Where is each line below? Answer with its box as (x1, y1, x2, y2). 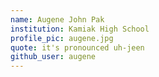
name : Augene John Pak (10, 14, 105, 25)
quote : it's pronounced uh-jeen (10, 42, 145, 53)
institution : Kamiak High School (10, 24, 150, 34)
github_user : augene (10, 52, 97, 62)
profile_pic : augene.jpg (10, 33, 114, 43)
